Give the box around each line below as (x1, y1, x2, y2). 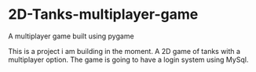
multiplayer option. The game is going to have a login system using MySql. (8, 55, 249, 64)
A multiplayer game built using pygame (8, 31, 135, 41)
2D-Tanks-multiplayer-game (8, 5, 199, 23)
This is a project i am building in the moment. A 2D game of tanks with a (8, 46, 241, 56)
